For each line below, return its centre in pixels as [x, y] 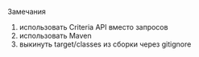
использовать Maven [55, 36]
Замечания [27, 12]
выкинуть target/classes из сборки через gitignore [105, 44]
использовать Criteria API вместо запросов [93, 27]
